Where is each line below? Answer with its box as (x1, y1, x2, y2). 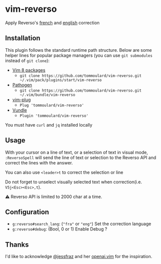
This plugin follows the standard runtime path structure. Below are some (5, 47, 152, 53)
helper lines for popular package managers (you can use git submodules (5, 52, 153, 58)
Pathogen (12, 82, 32, 88)
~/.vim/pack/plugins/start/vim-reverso (19, 77, 102, 82)
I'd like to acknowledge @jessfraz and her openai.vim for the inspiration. (5, 254, 152, 260)
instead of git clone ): (5, 58, 50, 64)
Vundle (12, 107, 27, 113)
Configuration (5, 208, 49, 216)
